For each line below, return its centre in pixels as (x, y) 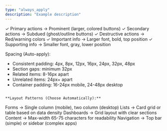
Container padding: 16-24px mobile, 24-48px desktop (68, 84)
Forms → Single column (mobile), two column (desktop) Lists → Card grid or (83, 107)
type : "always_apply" (28, 10)
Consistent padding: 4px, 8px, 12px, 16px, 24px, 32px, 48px (74, 64)
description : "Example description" (43, 14)
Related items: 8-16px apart (41, 74)
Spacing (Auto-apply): (28, 54)
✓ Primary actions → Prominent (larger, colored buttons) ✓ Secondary (77, 28)
